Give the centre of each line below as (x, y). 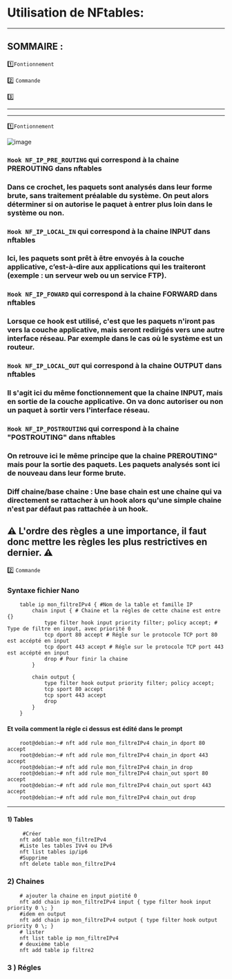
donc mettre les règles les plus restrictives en (107, 542)
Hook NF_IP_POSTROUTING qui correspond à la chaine (93, 429)
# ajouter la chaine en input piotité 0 (78, 895)
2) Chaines (26, 882)
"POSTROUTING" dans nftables (61, 438)
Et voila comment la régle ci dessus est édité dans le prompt (95, 728)
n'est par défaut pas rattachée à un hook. (78, 509)
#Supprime (34, 858)
